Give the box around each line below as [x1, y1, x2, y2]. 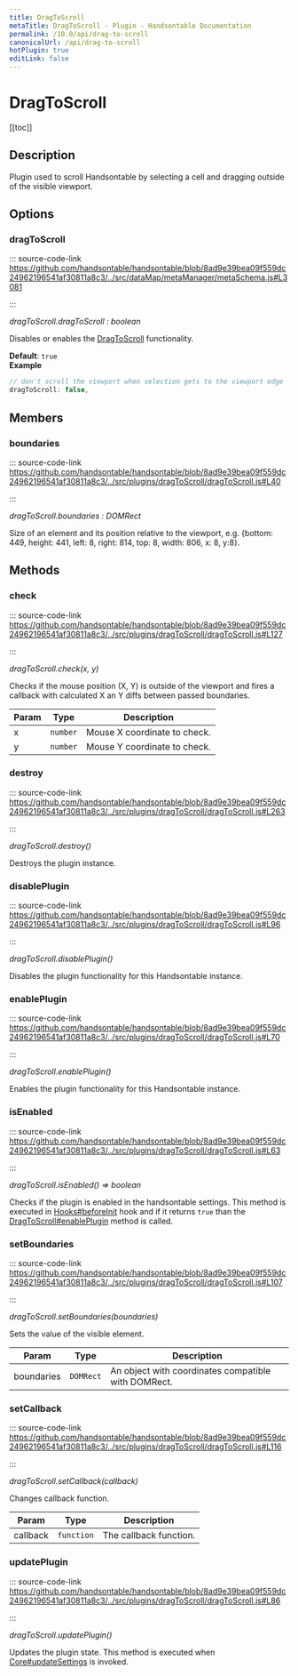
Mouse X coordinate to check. [85, 726, 211, 738]
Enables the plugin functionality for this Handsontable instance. [9, 1084, 241, 1095]
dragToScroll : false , [9, 386, 90, 395]
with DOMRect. [110, 1375, 173, 1388]
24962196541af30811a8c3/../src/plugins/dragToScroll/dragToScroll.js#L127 [9, 629, 284, 639]
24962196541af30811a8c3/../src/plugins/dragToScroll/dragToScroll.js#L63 [9, 1144, 281, 1156]
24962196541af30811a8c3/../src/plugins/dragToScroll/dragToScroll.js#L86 [9, 1595, 281, 1606]
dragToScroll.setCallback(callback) [9, 1476, 139, 1487]
